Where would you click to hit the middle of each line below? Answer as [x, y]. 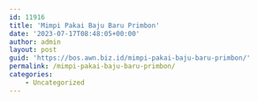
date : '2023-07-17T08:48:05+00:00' [75, 33]
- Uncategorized [55, 83]
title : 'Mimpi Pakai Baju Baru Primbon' [85, 25]
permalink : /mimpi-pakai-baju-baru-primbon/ [92, 67]
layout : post [33, 50]
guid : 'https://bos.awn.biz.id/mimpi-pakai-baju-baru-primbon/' [130, 58]
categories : [31, 75]
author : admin [35, 42]
